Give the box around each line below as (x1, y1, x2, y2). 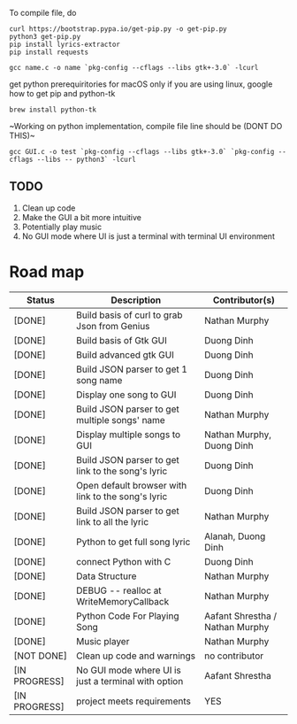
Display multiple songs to (76, 428, 181, 441)
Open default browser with (76, 479, 187, 491)
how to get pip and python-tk (9, 89, 116, 98)
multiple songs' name (76, 413, 165, 426)
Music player (76, 635, 130, 647)
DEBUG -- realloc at (76, 584, 162, 597)
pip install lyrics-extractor (9, 40, 121, 49)
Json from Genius (76, 320, 150, 332)
